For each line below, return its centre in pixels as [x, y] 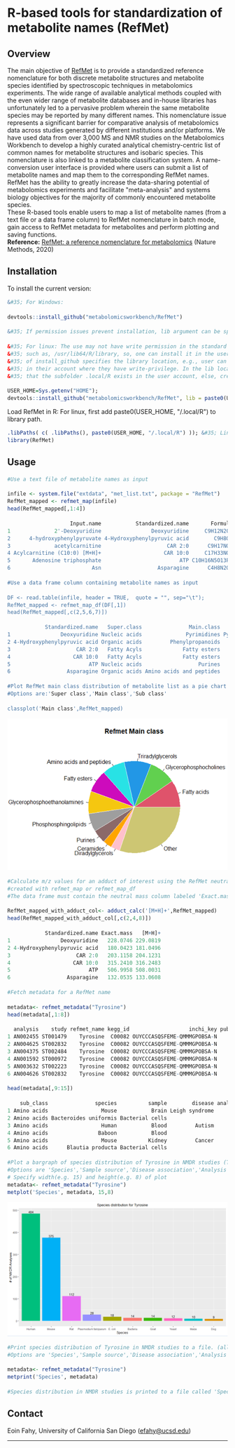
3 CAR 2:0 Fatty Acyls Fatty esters [114, 649]
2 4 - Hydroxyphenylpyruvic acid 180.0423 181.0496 [84, 948]
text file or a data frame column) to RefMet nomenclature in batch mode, [112, 220]
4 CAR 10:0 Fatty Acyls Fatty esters [114, 657]
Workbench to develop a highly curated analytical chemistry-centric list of [114, 145]
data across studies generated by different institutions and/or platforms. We [116, 130]
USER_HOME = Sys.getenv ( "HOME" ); [53, 391]
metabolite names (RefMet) [88, 28]
